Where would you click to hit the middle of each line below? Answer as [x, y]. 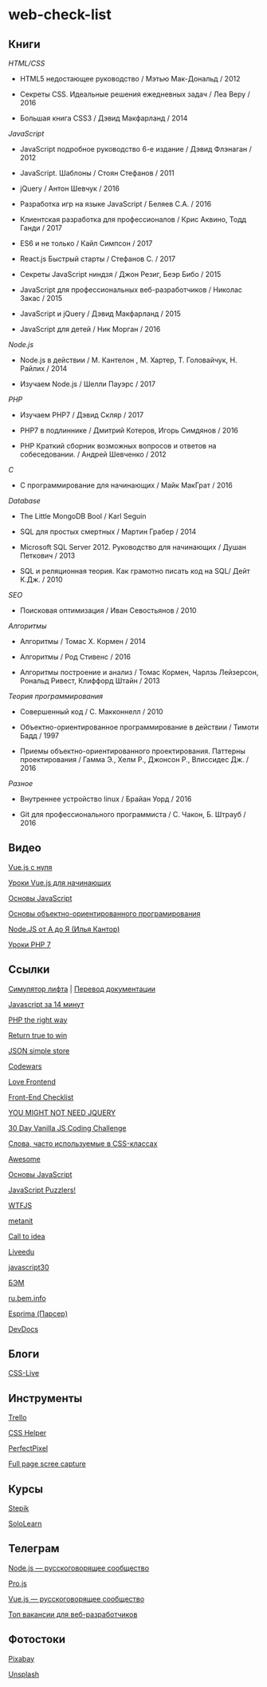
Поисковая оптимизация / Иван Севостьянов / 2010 [108, 610]
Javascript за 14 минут [46, 1004]
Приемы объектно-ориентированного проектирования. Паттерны [132, 751]
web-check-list [60, 15]
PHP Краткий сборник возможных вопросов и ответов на [118, 446]
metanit [21, 1221]
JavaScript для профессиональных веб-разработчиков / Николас [131, 290]
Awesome [25, 1159]
